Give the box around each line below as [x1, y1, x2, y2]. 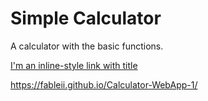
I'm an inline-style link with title [10, 59, 138, 71]
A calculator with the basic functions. [10, 40, 164, 52]
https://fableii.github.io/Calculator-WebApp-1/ [10, 78, 198, 91]
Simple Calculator [10, 7, 162, 30]
